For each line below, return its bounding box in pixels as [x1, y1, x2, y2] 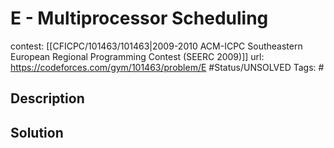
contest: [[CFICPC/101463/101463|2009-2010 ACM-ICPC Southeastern [10, 40, 303, 52]
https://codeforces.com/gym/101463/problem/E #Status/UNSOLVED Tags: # [10, 61, 325, 73]
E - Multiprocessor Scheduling [10, 7, 269, 30]
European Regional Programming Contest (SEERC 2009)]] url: [10, 50, 265, 62]
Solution [10, 124, 64, 141]
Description [10, 90, 85, 107]
